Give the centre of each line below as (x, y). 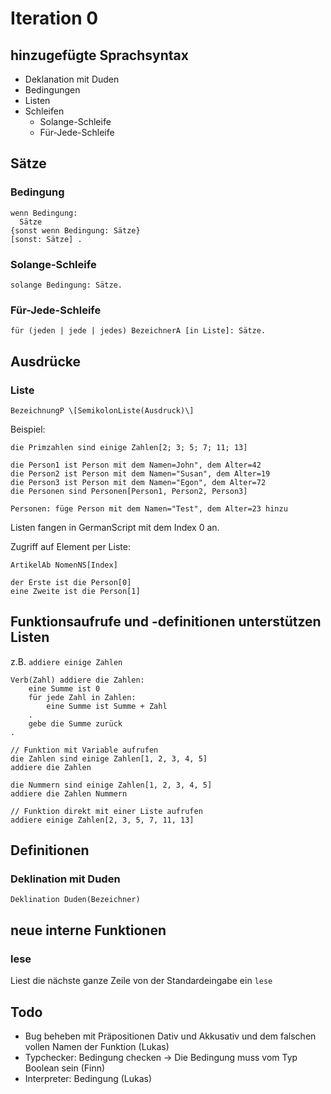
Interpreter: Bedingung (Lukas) (88, 1078)
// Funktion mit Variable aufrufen (84, 750)
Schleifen (44, 111)
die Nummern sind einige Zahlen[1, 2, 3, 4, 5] (111, 785)
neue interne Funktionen (88, 930)
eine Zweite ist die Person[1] (75, 591)
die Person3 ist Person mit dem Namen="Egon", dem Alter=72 (138, 482)
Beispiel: (28, 429)
